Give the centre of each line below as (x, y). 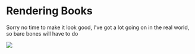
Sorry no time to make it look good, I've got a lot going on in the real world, (98, 27)
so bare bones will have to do (42, 33)
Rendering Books (50, 11)
